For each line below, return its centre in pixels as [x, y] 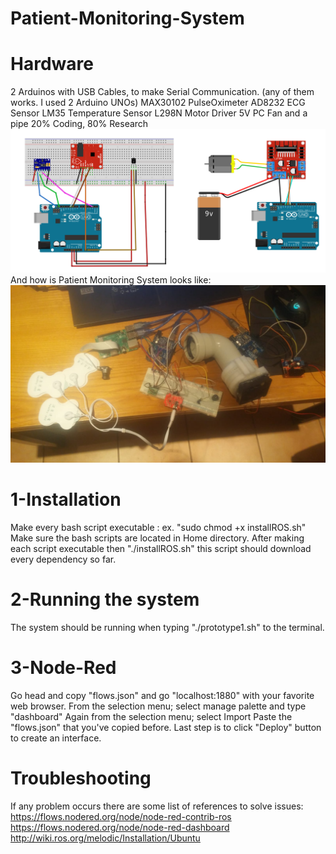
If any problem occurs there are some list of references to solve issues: [157, 806]
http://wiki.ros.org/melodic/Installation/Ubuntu [105, 838]
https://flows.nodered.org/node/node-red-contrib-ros [121, 816]
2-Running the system [105, 599]
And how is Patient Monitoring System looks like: [111, 280]
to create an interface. [56, 738]
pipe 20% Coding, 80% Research [79, 124]
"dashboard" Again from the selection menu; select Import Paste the [151, 716]
